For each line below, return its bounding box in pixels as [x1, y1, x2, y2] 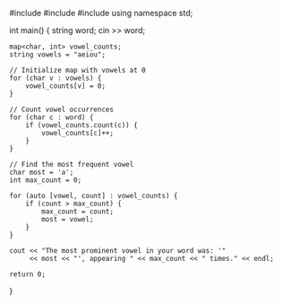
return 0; [9, 270, 47, 279]
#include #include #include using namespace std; [9, 8, 193, 18]
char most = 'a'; [9, 168, 74, 177]
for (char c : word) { [9, 113, 94, 122]
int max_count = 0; [9, 176, 82, 185]
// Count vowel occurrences [9, 105, 115, 114]
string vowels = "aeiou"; [9, 50, 106, 59]
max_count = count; [41, 207, 115, 216]
